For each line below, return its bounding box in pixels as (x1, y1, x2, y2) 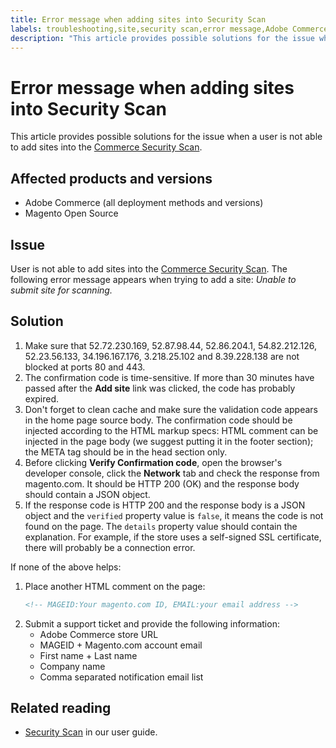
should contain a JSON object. (24, 488, 151, 500)
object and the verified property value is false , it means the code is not (24, 509, 324, 521)
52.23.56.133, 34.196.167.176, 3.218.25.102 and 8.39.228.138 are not (24, 350, 300, 362)
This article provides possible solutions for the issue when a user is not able (10, 131, 323, 143)
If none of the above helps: (10, 561, 122, 573)
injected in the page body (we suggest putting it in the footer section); (24, 435, 314, 447)
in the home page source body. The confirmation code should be (24, 414, 293, 426)
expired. (24, 392, 60, 405)
